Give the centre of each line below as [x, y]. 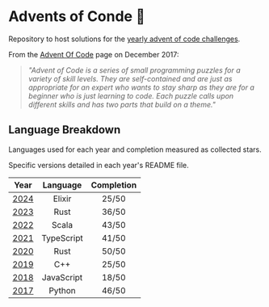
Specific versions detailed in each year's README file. [99, 165]
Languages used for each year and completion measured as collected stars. [135, 149]
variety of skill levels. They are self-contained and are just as [130, 78]
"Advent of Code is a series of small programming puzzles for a [134, 70]
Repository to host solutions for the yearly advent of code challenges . [124, 39]
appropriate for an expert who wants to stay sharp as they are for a [141, 87]
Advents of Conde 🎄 [77, 17]
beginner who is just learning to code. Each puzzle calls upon [131, 95]
